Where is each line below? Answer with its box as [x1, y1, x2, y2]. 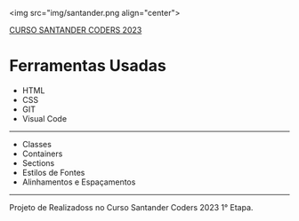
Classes [21, 138, 52, 149]
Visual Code [21, 113, 68, 123]
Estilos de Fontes [21, 167, 85, 178]
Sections [21, 157, 55, 168]
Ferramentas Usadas [9, 56, 166, 76]
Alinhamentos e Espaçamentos [21, 177, 136, 187]
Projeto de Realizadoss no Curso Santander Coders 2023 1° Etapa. [9, 201, 254, 212]
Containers [21, 148, 63, 159]
